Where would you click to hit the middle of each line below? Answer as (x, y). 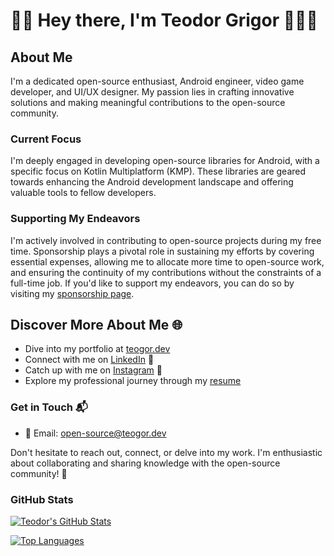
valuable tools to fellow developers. (83, 193)
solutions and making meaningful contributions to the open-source (148, 102)
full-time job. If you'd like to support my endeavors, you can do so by (152, 283)
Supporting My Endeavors (75, 219)
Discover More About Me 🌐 (96, 324)
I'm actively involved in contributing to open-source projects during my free (166, 240)
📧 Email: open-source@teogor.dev (95, 433)
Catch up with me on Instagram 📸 (93, 370)
